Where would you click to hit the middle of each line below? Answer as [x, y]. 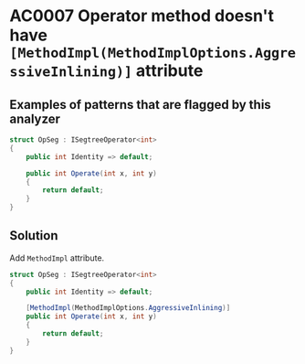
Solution [34, 236]
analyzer [35, 118]
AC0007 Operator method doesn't [142, 16]
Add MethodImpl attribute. [57, 258]
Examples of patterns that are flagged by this [140, 105]
